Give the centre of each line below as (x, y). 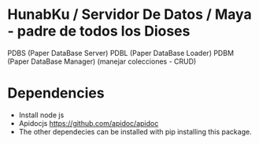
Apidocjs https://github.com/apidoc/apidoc (89, 123)
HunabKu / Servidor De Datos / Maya (130, 15)
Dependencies (56, 93)
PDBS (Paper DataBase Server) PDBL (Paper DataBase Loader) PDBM (120, 53)
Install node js (41, 115)
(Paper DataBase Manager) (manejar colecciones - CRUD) (102, 61)
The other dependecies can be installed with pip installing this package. (135, 131)
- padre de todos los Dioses (99, 31)
